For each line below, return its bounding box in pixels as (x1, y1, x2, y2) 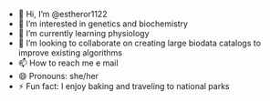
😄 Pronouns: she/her (17, 71, 99, 81)
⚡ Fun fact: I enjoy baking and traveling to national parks (17, 81, 230, 91)
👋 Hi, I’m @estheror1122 (17, 9, 108, 19)
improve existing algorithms (17, 47, 123, 58)
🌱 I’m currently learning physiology (17, 28, 150, 38)
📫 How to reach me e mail (17, 57, 119, 68)
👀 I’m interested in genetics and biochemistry (17, 18, 189, 29)
